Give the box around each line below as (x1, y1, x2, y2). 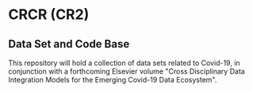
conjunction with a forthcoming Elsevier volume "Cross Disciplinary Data (8, 67, 246, 76)
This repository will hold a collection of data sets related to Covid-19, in (8, 58, 240, 67)
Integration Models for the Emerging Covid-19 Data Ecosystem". (8, 75, 217, 84)
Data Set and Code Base (8, 37, 130, 51)
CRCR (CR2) (8, 6, 90, 24)
